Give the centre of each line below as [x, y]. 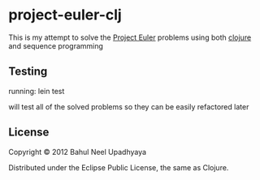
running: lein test [37, 91]
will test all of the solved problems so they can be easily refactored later [129, 106]
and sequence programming [56, 45]
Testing [28, 72]
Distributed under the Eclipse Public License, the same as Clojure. [119, 167]
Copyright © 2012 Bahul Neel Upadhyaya [78, 152]
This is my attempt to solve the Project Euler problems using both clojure [130, 37]
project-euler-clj [65, 15]
